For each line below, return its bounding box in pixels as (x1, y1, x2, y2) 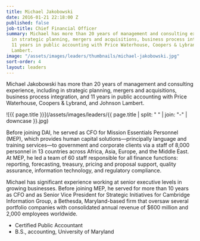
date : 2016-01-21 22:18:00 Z (6, 14, 79, 20)
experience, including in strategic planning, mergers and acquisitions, (6, 87, 177, 94)
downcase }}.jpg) (6, 118, 49, 125)
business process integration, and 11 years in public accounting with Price (6, 93, 187, 100)
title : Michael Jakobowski (6, 8, 73, 15)
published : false (6, 20, 49, 26)
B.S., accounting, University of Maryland (14, 228, 114, 236)
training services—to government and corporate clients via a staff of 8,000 (6, 141, 190, 149)
